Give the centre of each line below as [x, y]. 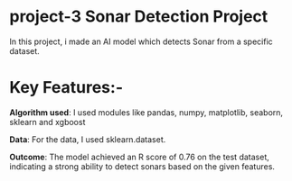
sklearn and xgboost [47, 122]
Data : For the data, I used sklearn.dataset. [88, 139]
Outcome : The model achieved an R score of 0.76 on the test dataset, [139, 157]
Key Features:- [66, 88]
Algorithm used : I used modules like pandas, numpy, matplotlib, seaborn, [146, 112]
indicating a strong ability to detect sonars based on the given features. [142, 166]
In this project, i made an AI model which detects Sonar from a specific [141, 41]
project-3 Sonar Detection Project [139, 17]
